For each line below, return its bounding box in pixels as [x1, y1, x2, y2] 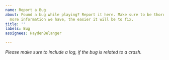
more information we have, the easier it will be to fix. [10, 17, 134, 22]
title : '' [5, 21, 26, 27]
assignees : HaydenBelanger [5, 31, 62, 36]
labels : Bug [5, 26, 30, 31]
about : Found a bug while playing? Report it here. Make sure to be [5, 12, 152, 17]
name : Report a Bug [5, 7, 46, 13]
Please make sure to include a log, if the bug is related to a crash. [5, 49, 142, 55]
